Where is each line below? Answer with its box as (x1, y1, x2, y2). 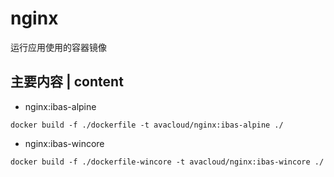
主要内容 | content (10, 73, 124, 91)
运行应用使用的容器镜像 (10, 41, 107, 53)
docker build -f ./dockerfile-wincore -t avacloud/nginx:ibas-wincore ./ (10, 157, 325, 167)
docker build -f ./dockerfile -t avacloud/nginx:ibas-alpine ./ (10, 120, 284, 130)
